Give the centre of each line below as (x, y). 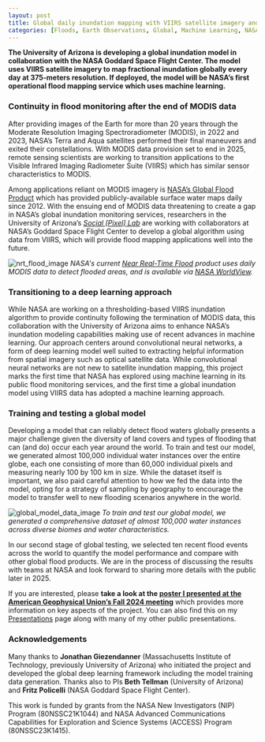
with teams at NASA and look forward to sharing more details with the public (132, 570)
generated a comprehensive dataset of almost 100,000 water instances (125, 521)
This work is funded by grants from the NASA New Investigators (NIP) (121, 705)
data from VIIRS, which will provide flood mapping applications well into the (131, 239)
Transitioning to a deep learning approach (90, 292)
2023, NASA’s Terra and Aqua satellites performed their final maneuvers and (132, 140)
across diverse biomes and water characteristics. (89, 530)
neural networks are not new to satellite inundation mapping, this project (126, 367)
